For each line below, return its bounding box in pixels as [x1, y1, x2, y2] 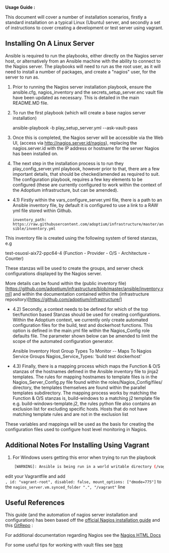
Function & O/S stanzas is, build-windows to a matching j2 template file [12, 395, 160, 401]
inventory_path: [12, 217, 47, 222]
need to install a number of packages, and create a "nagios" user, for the [5, 68, 156, 75]
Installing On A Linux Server [5, 39, 95, 48]
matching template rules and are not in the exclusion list [12, 411, 128, 417]
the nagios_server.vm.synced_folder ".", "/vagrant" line [5, 483, 126, 490]
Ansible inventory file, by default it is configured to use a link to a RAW [12, 202, 158, 208]
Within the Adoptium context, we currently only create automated [12, 317, 148, 323]
